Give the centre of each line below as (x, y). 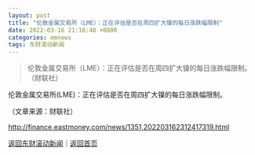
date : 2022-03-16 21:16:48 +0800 (63, 30)
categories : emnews (40, 37)
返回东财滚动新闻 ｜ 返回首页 (53, 143)
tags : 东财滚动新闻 (36, 45)
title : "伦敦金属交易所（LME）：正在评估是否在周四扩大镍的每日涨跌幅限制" (115, 23)
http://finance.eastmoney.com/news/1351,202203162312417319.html (119, 127)
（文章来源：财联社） (42, 112)
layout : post (29, 15)
